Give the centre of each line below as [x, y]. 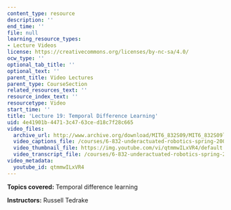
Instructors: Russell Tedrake [48, 200]
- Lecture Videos [32, 45]
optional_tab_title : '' [41, 65]
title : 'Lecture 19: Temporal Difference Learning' [82, 116]
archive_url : [32, 135]
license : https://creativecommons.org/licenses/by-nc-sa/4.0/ [98, 52]
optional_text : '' [33, 71]
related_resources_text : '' [47, 90]
